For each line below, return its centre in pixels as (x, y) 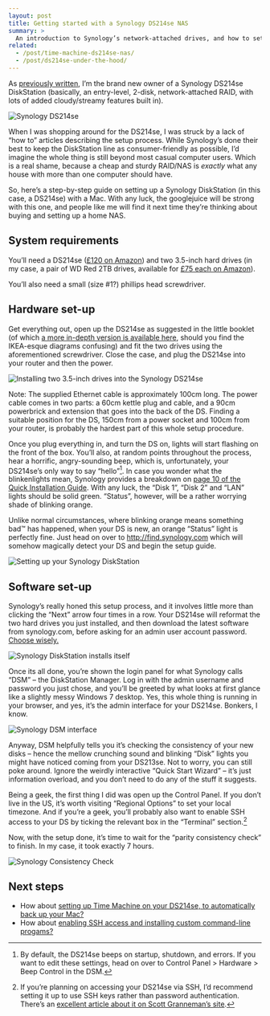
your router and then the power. (61, 363)
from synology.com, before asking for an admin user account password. (128, 631)
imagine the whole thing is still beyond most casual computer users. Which (132, 157)
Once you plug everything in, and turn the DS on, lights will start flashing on (133, 443)
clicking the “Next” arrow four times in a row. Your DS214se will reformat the (135, 614)
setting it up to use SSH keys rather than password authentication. (129, 996)
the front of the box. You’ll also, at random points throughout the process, (130, 452)
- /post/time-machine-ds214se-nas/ (75, 53)
